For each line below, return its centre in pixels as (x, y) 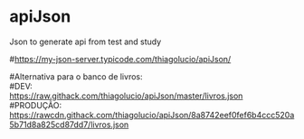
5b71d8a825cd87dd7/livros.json (69, 125)
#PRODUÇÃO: (35, 105)
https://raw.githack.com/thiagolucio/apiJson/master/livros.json (126, 96)
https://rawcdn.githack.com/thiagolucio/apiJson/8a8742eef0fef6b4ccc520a (152, 115)
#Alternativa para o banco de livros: (76, 76)
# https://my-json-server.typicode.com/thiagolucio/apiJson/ (120, 59)
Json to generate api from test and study (85, 42)
